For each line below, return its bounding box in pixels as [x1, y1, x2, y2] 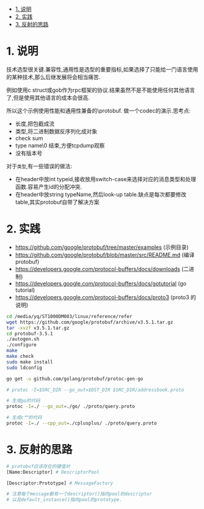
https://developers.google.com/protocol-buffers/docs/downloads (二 [15, 265, 189, 272]
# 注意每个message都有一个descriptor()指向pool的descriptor [6, 491, 153, 497]
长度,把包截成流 [15, 120, 55, 127]
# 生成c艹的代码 [6, 415, 42, 421]
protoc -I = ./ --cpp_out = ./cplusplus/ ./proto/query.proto [6, 420, 157, 426]
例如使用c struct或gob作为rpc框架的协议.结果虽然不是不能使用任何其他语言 [6, 86, 195, 94]
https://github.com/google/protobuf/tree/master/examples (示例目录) [15, 243, 189, 251]
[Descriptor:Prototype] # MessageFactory [6, 480, 114, 486]
